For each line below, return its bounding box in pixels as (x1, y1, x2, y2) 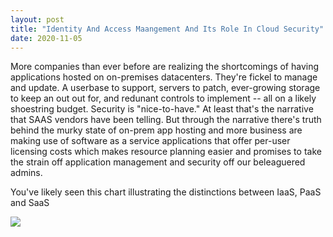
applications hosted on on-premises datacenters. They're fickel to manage (10, 71, 318, 83)
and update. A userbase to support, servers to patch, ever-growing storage (10, 82, 321, 94)
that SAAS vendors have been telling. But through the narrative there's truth (10, 114, 322, 126)
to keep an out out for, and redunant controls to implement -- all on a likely (10, 92, 317, 105)
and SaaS (10, 197, 50, 209)
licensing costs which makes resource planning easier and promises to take (10, 146, 322, 158)
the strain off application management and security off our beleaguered (10, 156, 306, 168)
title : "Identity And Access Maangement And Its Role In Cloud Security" (10, 24, 325, 34)
